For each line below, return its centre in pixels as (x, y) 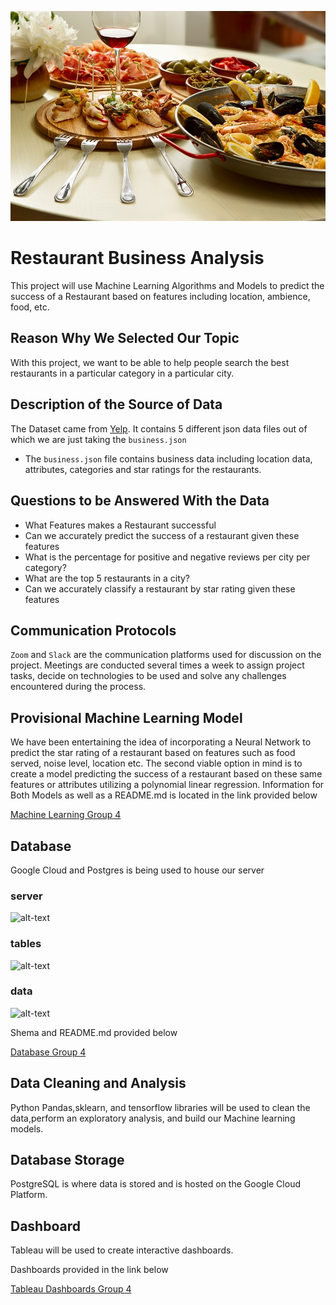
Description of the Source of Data (116, 404)
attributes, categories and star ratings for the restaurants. (143, 469)
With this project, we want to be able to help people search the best (150, 362)
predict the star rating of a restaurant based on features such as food (153, 753)
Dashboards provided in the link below (89, 1270)
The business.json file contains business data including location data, (168, 458)
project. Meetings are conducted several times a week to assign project (157, 665)
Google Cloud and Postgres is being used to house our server (137, 870)
